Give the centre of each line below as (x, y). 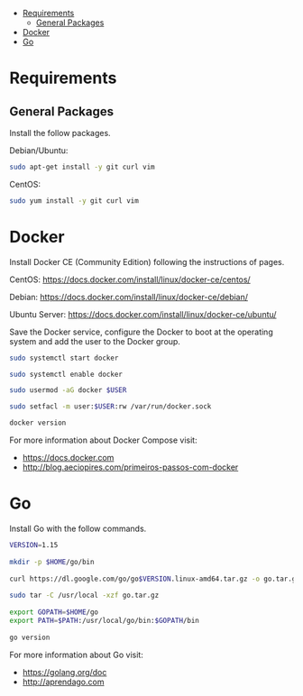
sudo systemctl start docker (64, 358)
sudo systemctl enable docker (66, 374)
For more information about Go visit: (77, 655)
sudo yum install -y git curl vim (74, 201)
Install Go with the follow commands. (78, 528)
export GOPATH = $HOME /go (54, 612)
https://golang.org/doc (64, 672)
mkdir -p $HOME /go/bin (52, 562)
